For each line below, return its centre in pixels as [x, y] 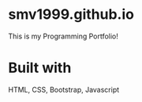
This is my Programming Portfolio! [63, 36]
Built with [40, 68]
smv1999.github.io [71, 15]
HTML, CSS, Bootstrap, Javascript [64, 89]
